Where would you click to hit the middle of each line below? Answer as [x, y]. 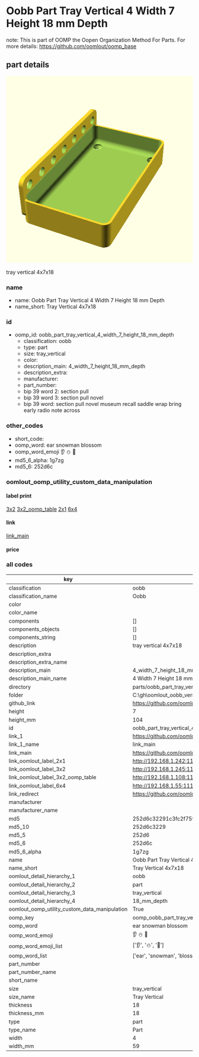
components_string [32, 638]
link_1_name [24, 744]
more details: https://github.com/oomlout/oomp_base [71, 46]
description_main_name [38, 678]
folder [16, 695]
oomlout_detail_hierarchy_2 [42, 885]
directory [20, 687]
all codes [20, 565]
